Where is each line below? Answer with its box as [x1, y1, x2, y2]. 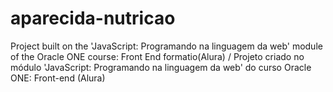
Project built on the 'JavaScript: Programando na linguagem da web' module [10, 40, 323, 52]
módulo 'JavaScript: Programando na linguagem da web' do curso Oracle [10, 61, 312, 73]
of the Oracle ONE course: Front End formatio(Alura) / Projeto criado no [10, 50, 305, 62]
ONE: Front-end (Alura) [10, 72, 106, 84]
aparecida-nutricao [10, 7, 176, 30]
